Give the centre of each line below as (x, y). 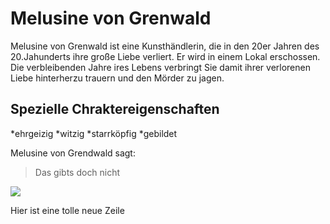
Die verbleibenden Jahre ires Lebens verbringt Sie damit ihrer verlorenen (160, 67)
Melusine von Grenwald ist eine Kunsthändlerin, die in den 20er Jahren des (165, 46)
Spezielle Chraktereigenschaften (115, 109)
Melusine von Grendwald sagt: (73, 153)
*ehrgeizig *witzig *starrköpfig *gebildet (94, 133)
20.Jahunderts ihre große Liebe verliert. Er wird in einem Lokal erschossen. (165, 56)
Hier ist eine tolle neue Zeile (67, 210)
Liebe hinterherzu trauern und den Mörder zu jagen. (117, 78)
